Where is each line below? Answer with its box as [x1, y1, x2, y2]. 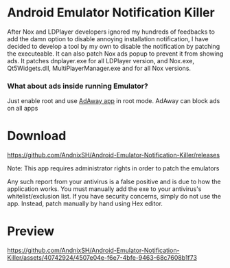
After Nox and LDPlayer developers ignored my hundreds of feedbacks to [7, 27, 215, 36]
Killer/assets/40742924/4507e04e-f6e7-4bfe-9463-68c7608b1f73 [7, 254, 198, 262]
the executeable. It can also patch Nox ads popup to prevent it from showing [7, 49, 224, 58]
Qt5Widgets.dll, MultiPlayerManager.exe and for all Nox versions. [7, 64, 191, 72]
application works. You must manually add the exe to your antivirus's [7, 185, 202, 193]
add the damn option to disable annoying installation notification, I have [7, 34, 209, 43]
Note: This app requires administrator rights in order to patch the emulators [7, 164, 220, 172]
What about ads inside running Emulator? [7, 81, 149, 91]
